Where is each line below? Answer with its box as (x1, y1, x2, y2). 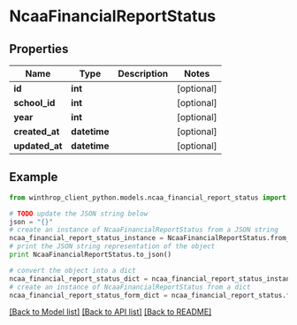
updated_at (13, 140, 63, 152)
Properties (9, 42, 69, 57)
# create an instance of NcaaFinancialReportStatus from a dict (9, 283, 251, 291)
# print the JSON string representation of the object (9, 242, 216, 251)
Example (9, 170, 58, 185)
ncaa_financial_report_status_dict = (9, 274, 148, 283)
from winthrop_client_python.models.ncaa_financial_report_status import (9, 193, 287, 202)
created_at (13, 125, 60, 138)
